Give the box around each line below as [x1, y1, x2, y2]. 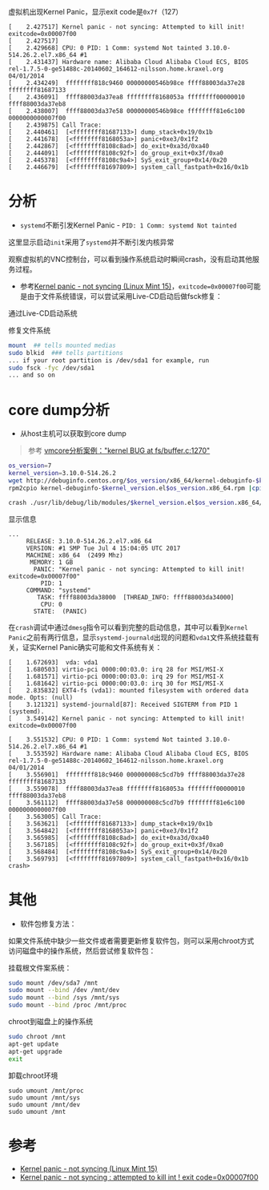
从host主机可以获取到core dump [19, 429, 126, 438]
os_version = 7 [8, 462, 52, 470]
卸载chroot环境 [8, 1071, 58, 1080]
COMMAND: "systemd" [26, 586, 91, 595]
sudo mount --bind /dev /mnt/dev [8, 986, 120, 994]
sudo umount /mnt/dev [8, 1100, 81, 1108]
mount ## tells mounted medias [8, 341, 116, 349]
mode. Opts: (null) [8, 693, 74, 701]
